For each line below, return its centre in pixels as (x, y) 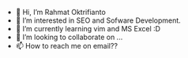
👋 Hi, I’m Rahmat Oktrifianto (61, 12)
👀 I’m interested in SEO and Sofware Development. (98, 20)
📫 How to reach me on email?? (67, 46)
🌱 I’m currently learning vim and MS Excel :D (88, 29)
